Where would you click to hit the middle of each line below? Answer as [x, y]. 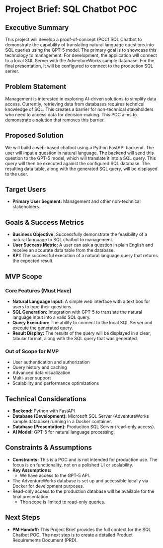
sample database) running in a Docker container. [62, 422]
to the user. [17, 174]
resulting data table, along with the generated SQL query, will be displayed [81, 169]
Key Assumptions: [32, 470]
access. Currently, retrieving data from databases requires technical [75, 104]
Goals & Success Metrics [45, 222]
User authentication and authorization [51, 362]
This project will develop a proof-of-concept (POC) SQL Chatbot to [74, 39]
